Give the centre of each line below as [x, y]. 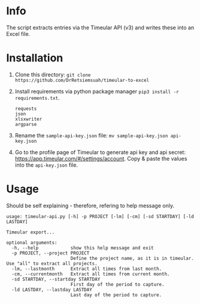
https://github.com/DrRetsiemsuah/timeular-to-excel [82, 80]
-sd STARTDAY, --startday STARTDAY [56, 279]
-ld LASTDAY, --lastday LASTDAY [52, 290]
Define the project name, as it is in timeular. [132, 258]
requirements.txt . [37, 97]
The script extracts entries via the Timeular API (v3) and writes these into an [100, 27]
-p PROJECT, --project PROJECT [51, 253]
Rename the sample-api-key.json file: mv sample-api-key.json [91, 135]
